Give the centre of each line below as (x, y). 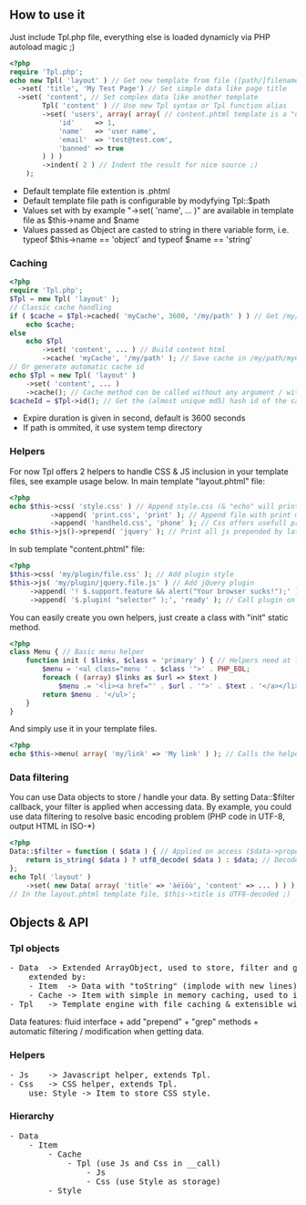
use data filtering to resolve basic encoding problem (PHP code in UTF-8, (147, 816)
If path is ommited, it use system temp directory (112, 428)
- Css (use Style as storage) (153, 1181)
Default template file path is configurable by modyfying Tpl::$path (146, 201)
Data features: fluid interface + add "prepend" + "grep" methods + (134, 1022)
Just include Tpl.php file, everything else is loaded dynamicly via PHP (140, 36)
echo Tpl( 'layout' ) (51, 877)
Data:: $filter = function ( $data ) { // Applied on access (126, 852)
